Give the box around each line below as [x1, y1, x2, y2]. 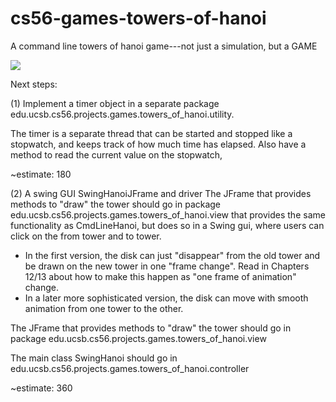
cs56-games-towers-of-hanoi [10, 7, 267, 30]
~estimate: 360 [10, 382, 73, 394]
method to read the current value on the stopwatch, [10, 148, 223, 161]
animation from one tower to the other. [24, 302, 184, 314]
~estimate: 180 [10, 168, 72, 180]
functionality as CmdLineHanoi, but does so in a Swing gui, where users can [10, 219, 325, 231]
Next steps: [10, 78, 58, 90]
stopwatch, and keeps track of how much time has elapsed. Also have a [10, 138, 307, 150]
